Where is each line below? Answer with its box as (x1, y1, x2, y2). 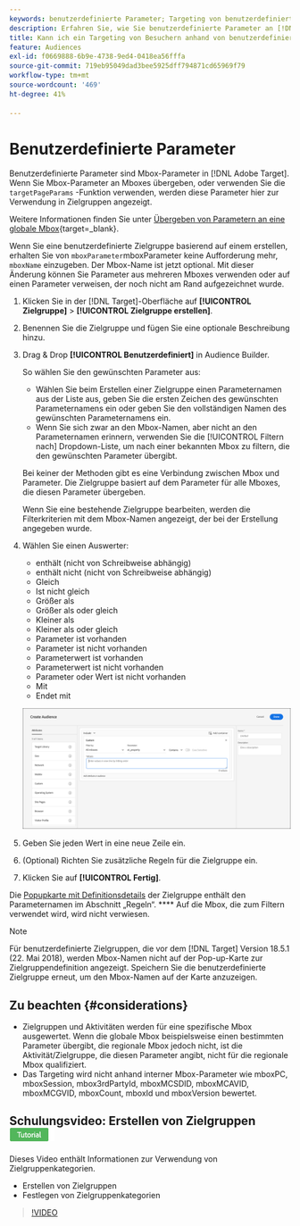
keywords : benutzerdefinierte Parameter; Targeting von (9, 14, 221, 23)
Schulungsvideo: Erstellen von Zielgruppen (9, 1113, 256, 1129)
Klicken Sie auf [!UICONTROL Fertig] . (21, 872, 162, 883)
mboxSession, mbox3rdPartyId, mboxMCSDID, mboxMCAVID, (21, 1078, 250, 1088)
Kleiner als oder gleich (35, 624, 119, 635)
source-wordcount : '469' (9, 80, 102, 89)
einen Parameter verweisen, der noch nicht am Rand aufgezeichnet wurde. (9, 279, 285, 289)
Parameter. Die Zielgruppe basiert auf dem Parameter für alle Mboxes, (21, 478, 281, 488)
